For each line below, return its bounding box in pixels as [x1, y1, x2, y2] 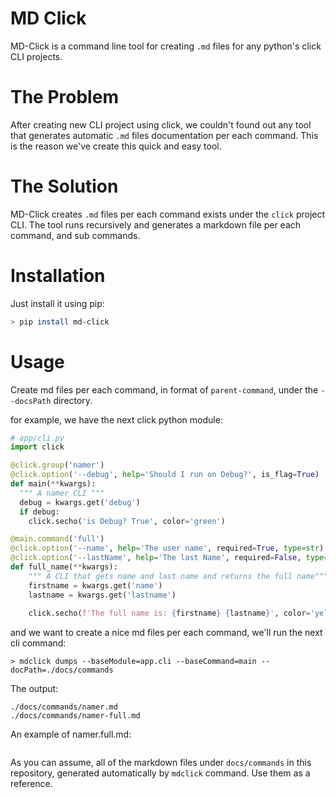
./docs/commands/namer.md [10, 702, 118, 712]
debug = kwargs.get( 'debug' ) [19, 497, 141, 507]
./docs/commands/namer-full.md [10, 711, 141, 721]
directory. [53, 394, 93, 406]
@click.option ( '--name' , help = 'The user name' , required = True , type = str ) [10, 543, 325, 554]
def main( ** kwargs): [10, 479, 97, 489]
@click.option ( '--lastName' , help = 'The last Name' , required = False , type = [10, 553, 329, 563]
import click [10, 442, 65, 452]
